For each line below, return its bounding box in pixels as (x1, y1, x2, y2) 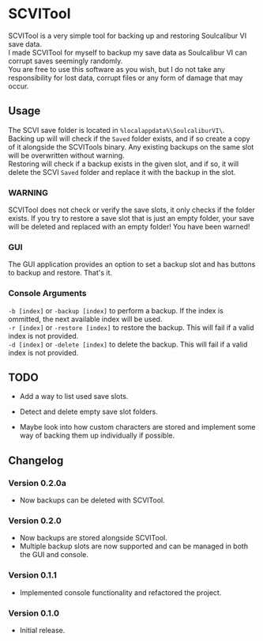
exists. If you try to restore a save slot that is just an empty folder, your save (8, 214, 254, 223)
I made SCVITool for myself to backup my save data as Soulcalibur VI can (8, 47, 247, 57)
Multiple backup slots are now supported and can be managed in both (19, 541, 249, 551)
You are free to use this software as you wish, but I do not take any (8, 64, 226, 74)
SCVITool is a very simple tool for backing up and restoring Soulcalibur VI (8, 31, 247, 40)
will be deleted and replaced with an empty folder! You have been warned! (8, 222, 250, 232)
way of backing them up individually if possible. (19, 430, 175, 440)
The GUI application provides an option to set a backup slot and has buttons (8, 260, 256, 269)
